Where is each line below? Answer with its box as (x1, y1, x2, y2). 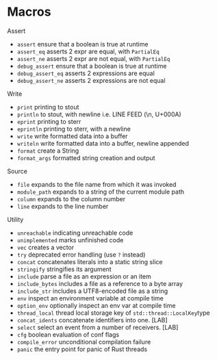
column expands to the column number (16, 194, 126, 203)
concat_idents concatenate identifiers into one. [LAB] (16, 316, 168, 324)
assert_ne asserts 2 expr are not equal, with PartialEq (16, 54, 170, 62)
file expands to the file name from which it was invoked (16, 180, 177, 188)
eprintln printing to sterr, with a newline (16, 125, 131, 133)
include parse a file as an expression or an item (16, 272, 152, 281)
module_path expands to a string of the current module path (16, 188, 185, 196)
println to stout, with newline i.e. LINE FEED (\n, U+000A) (16, 110, 181, 118)
